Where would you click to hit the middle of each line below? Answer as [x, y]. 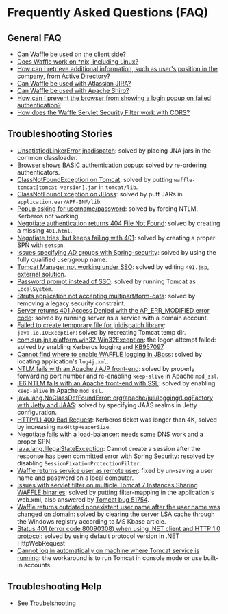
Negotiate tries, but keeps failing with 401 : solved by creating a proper [116, 238]
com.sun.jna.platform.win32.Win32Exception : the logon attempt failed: [116, 340]
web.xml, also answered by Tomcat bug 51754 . [83, 499]
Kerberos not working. [49, 216]
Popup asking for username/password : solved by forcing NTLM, [107, 208]
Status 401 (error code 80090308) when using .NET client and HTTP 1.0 [119, 528]
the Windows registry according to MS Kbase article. [91, 521]
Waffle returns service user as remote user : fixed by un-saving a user [115, 470]
